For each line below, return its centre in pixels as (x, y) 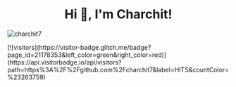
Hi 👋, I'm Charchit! (118, 14)
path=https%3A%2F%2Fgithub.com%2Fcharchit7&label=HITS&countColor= (118, 69)
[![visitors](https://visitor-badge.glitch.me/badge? (79, 47)
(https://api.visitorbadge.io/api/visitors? (64, 62)
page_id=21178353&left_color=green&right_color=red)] (87, 55)
